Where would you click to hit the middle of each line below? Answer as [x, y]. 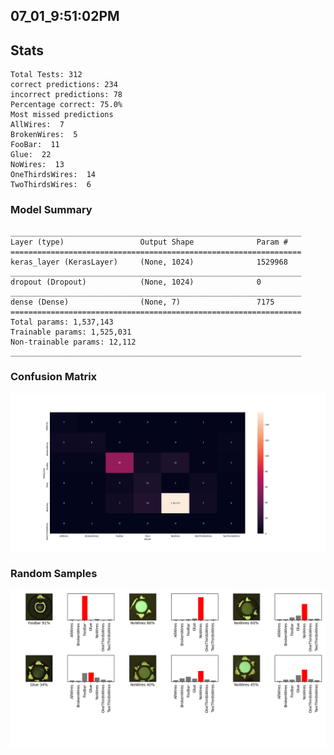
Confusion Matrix [54, 377]
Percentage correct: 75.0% [66, 105]
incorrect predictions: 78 [66, 95]
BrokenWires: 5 [44, 135]
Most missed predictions [62, 115]
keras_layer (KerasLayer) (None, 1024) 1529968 [149, 262]
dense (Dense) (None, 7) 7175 [142, 302]
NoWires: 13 [37, 165]
